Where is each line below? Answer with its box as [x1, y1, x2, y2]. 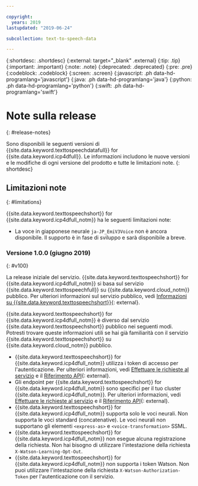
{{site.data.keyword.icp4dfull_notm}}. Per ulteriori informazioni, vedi [14, 391, 181, 398]
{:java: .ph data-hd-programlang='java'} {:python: [70, 76, 192, 83]
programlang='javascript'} [6, 76, 70, 83]
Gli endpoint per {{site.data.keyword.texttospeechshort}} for [14, 379, 162, 386]
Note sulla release [6, 109, 96, 123]
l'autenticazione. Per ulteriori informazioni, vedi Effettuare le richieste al [14, 366, 189, 373]
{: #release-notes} [6, 129, 51, 136]
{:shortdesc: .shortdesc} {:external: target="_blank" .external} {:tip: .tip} [6, 57, 181, 64]
